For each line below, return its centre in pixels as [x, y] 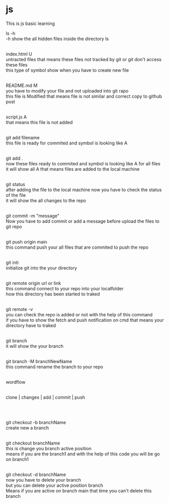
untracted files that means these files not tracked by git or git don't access [84, 59]
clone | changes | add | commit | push [45, 397]
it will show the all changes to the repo [46, 200]
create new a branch [27, 428]
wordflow [16, 382]
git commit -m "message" [33, 216]
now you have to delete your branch [43, 480]
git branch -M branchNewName [39, 361]
